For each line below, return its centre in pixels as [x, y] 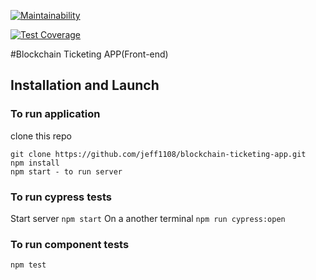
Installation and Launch [85, 85]
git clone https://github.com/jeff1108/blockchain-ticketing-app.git [158, 154]
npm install [35, 163]
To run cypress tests [61, 197]
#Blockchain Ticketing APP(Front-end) [89, 54]
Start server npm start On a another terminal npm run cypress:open [148, 218]
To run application [55, 114]
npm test [28, 265]
